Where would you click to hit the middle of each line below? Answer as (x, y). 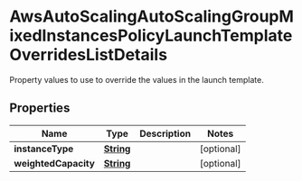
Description (165, 133)
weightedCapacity (54, 163)
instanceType (44, 149)
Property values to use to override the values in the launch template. (137, 79)
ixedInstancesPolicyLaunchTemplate (151, 36)
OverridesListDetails (89, 55)
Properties (40, 109)
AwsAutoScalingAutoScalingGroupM (151, 17)
